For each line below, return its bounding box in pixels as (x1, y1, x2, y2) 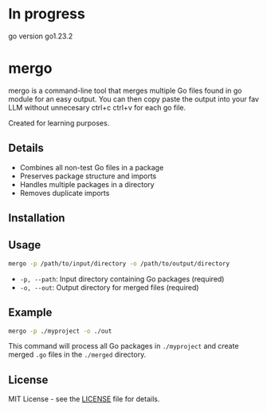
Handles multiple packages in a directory (19, 179, 155, 189)
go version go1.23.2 (8, 31, 73, 41)
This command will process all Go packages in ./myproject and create (8, 341, 239, 351)
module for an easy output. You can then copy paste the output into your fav (8, 94, 259, 104)
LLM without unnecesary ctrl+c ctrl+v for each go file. (8, 102, 187, 112)
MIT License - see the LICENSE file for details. (8, 394, 160, 404)
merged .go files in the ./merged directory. (8, 349, 147, 360)
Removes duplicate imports (19, 188, 110, 198)
